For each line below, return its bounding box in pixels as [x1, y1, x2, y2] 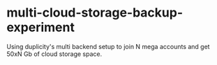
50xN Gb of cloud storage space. [6, 50, 103, 58]
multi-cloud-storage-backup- [6, 5, 183, 21]
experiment [6, 19, 75, 35]
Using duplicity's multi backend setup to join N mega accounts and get [6, 42, 210, 50]
